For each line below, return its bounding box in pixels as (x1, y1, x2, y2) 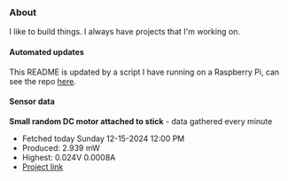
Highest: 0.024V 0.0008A (21, 152, 116, 162)
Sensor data (9, 96, 55, 107)
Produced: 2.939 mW (21, 142, 100, 153)
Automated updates (9, 46, 84, 57)
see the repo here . (9, 75, 77, 86)
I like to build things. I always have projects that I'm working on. (9, 27, 241, 37)
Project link (21, 161, 64, 172)
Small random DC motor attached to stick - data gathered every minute (9, 115, 273, 126)
